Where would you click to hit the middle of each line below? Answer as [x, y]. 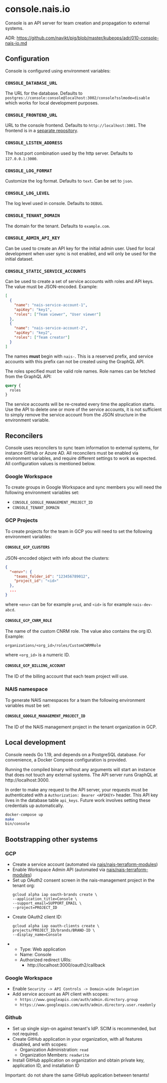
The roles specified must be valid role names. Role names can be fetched [80, 371]
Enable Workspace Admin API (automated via [59, 870]
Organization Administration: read [54, 1049]
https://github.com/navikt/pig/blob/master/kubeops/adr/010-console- [88, 38]
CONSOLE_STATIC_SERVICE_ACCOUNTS [45, 271]
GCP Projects [22, 520]
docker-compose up [24, 814]
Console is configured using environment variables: [58, 71]
